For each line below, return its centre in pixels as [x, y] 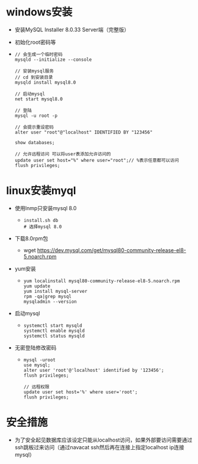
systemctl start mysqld [53, 325]
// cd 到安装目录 [34, 77]
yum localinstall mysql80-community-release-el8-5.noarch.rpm [102, 281]
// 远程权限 [36, 387]
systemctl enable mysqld [54, 331]
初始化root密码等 [35, 42]
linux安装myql [41, 191]
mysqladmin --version [50, 302]
